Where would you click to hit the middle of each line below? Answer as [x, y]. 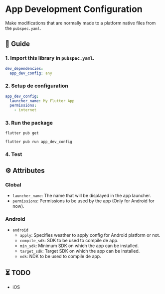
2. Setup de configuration [37, 86]
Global [13, 184]
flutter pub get [22, 133]
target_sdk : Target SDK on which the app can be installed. [80, 251]
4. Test [14, 154]
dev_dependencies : [24, 68]
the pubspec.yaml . [23, 28]
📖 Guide [18, 44]
